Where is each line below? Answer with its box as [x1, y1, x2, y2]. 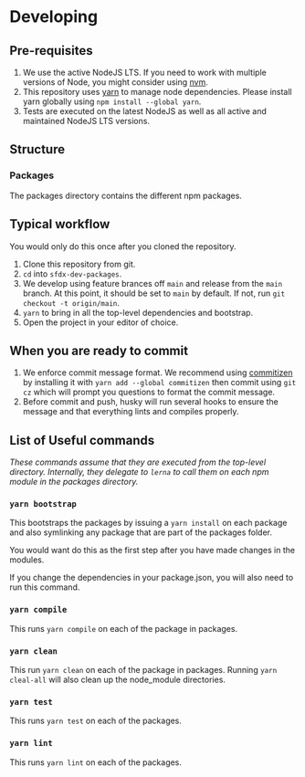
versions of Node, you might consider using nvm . [22, 77, 208, 88]
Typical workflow [9, 216, 110, 232]
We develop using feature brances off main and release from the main [22, 278, 283, 289]
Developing [9, 6, 99, 27]
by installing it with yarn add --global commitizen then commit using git [22, 377, 297, 388]
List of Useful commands [9, 432, 155, 448]
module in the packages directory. [9, 477, 139, 488]
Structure [9, 142, 66, 157]
